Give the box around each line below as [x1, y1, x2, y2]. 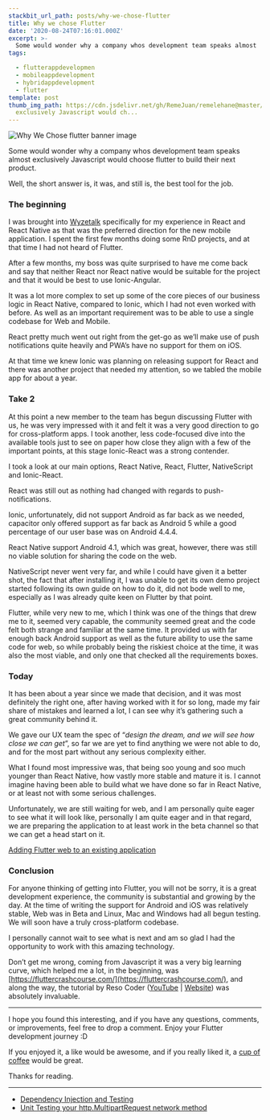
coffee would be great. [8, 1056, 84, 1065]
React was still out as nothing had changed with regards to [8, 486, 202, 495]
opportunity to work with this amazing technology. [8, 942, 175, 951]
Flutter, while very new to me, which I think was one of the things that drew [8, 608, 257, 617]
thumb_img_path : [8, 101, 63, 109]
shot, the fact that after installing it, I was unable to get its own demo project [8, 575, 260, 585]
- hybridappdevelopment [15, 78, 95, 87]
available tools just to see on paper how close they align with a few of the [8, 437, 252, 447]
